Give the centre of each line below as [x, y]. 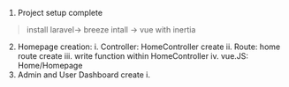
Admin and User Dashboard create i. [84, 75]
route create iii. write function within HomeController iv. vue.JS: [133, 56]
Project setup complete [60, 13]
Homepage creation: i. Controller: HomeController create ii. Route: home [149, 47]
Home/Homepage [50, 65]
